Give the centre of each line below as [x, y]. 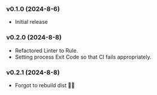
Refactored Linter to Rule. [46, 50]
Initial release [31, 22]
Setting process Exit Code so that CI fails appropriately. [83, 57]
